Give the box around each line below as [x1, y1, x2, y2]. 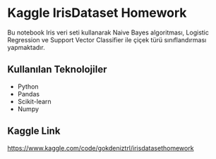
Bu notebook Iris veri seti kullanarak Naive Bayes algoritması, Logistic [7, 28, 210, 37]
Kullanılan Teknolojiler [7, 63, 107, 75]
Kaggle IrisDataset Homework [7, 5, 187, 21]
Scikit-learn [17, 97, 52, 106]
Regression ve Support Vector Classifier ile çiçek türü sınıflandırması [7, 35, 207, 44]
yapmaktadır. [7, 43, 45, 51]
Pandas [17, 89, 40, 98]
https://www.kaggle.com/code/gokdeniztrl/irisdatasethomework [7, 144, 194, 152]
